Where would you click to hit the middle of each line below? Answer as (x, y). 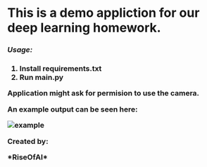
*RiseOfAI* (27, 157)
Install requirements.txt (61, 69)
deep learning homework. (84, 28)
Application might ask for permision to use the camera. (103, 93)
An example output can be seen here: (73, 109)
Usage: (20, 50)
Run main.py (42, 77)
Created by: (28, 141)
